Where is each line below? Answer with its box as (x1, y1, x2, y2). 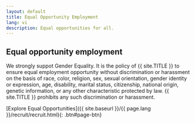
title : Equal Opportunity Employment (6, 14, 99, 20)
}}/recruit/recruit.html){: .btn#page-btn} (6, 111, 102, 118)
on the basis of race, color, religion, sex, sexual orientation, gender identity (6, 75, 187, 82)
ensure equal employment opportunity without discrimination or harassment (6, 69, 190, 76)
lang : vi (6, 19, 28, 25)
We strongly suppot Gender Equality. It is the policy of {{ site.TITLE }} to (6, 62, 180, 69)
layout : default (6, 8, 46, 15)
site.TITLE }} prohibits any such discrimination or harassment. (6, 93, 156, 100)
